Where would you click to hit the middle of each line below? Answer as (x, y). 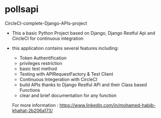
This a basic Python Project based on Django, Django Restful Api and (84, 33)
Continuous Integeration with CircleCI (58, 79)
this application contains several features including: (65, 48)
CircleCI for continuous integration (48, 38)
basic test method (38, 69)
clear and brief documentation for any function (68, 95)
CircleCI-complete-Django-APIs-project (46, 23)
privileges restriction (41, 63)
